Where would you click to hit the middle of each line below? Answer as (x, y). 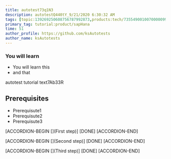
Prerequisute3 (27, 121)
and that (21, 73)
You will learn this (31, 67)
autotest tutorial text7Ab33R (34, 82)
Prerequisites (27, 98)
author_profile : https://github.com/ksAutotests (58, 34)
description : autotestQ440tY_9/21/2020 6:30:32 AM (60, 15)
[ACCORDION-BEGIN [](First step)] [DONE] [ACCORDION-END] (72, 131)
